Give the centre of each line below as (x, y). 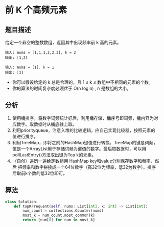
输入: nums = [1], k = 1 (30, 67)
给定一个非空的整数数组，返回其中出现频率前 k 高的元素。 (63, 42)
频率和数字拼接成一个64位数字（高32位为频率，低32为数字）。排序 (89, 167)
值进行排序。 (25, 136)
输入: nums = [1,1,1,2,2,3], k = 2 (41, 52)
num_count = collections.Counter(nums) (63, 211)
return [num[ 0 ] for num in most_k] (59, 220)
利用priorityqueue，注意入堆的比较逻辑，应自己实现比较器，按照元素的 (84, 130)
